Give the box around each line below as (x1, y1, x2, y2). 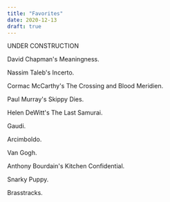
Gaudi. (7, 122, 26, 130)
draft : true (7, 23, 41, 30)
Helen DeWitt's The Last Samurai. (7, 108, 103, 117)
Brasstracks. (7, 189, 43, 197)
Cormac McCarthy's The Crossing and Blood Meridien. (7, 82, 164, 90)
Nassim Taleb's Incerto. (7, 68, 75, 77)
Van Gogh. (7, 149, 37, 157)
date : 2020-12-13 (7, 17, 57, 23)
